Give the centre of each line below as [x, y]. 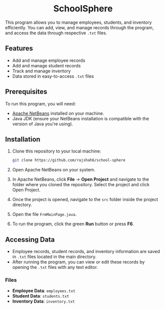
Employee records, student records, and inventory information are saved [86, 252]
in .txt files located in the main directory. [54, 257]
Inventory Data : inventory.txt [43, 301]
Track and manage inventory [41, 71]
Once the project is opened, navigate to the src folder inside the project [85, 200]
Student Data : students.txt [41, 296]
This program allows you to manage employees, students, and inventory [79, 22]
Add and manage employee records [49, 60]
